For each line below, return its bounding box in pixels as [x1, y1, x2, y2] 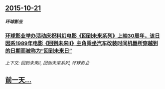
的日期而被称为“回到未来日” [5, 47, 72, 54]
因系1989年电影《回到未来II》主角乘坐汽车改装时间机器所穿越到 [5, 40, 158, 47]
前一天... [5, 76, 32, 84]
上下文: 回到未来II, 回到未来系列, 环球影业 [5, 59, 90, 65]
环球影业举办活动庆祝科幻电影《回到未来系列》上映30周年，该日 [5, 32, 161, 39]
